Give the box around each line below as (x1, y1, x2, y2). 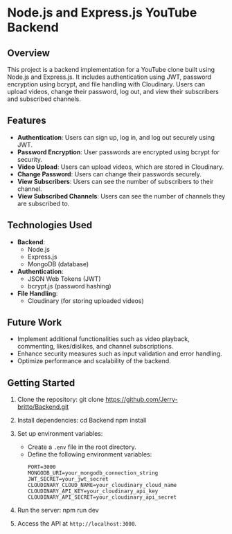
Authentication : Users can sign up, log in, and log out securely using (17, 133, 215, 141)
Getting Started (7, 377, 75, 389)
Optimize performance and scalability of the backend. (17, 357, 171, 365)
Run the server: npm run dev (17, 506, 99, 515)
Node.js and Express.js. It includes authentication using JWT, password (7, 73, 212, 81)
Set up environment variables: (17, 430, 103, 438)
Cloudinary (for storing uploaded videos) (27, 296, 144, 305)
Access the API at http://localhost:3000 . (17, 519, 137, 528)
